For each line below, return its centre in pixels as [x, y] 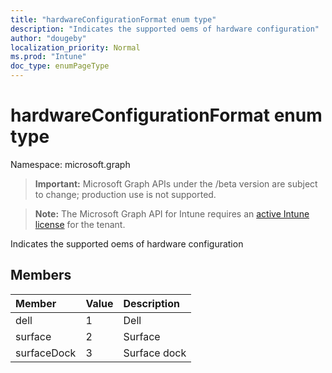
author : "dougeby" [48, 38]
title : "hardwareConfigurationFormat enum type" [113, 19]
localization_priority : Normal [75, 47]
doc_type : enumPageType [60, 66]
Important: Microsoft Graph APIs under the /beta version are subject [176, 183]
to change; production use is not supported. [125, 194]
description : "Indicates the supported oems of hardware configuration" [165, 29]
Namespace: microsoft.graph [70, 164]
